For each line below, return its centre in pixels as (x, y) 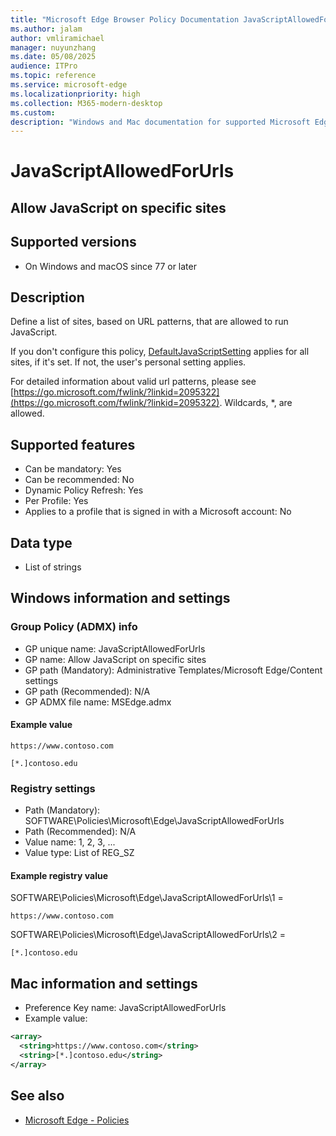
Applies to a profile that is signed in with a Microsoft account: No (158, 512)
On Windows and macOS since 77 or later (110, 266)
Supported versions (73, 242)
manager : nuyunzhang (53, 47)
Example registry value (59, 875)
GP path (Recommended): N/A (87, 691)
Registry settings (53, 788)
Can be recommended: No (79, 480)
